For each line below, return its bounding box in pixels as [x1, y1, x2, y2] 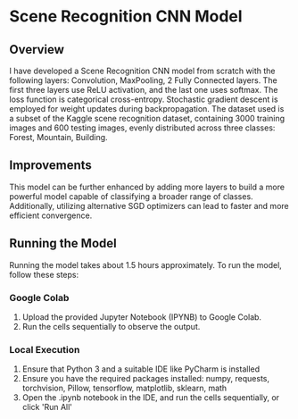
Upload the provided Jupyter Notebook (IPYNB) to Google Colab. [21, 311, 261, 323]
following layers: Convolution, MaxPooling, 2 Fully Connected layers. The [9, 75, 278, 86]
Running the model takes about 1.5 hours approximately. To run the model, [9, 259, 283, 270]
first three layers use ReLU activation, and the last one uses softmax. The [9, 85, 278, 95]
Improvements [9, 158, 92, 173]
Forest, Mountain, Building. [9, 132, 109, 142]
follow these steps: [9, 269, 79, 280]
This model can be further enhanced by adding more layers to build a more [9, 181, 286, 192]
